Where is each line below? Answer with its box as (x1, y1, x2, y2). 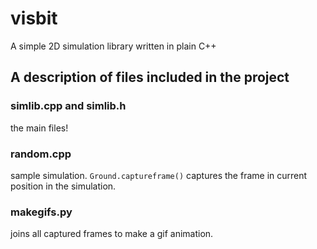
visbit (10, 7, 58, 30)
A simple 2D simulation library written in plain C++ (10, 40, 217, 52)
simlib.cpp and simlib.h (10, 99, 127, 113)
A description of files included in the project (10, 69, 290, 86)
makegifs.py (10, 205, 73, 219)
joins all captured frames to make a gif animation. (10, 228, 214, 240)
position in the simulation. (10, 180, 117, 192)
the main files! (10, 122, 69, 134)
